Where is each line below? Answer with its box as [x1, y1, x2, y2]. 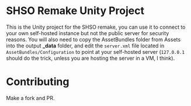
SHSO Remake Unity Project [6, 4, 145, 18]
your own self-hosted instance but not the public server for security [6, 29, 169, 36]
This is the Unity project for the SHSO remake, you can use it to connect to [6, 23, 186, 30]
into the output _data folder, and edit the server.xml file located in [6, 42, 165, 49]
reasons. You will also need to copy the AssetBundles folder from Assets [6, 36, 181, 43]
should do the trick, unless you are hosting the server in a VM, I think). [6, 54, 175, 61]
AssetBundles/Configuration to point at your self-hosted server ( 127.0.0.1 [6, 48, 185, 55]
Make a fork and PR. [6, 94, 55, 101]
